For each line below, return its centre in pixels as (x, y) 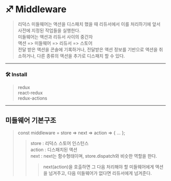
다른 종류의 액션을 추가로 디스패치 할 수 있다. (81, 56)
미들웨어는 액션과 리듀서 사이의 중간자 (55, 37)
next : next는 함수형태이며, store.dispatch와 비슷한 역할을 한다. (94, 156)
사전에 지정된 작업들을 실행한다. (49, 30)
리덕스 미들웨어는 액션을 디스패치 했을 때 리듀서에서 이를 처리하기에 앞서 (89, 24)
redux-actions (32, 98)
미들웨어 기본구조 (31, 120)
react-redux (30, 93)
